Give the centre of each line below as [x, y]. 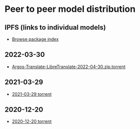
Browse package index [35, 39]
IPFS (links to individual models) [55, 27]
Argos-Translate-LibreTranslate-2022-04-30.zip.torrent [69, 66]
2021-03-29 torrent [32, 94]
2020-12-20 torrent [32, 122]
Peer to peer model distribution [70, 9]
